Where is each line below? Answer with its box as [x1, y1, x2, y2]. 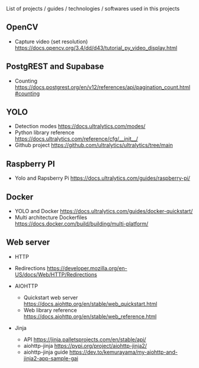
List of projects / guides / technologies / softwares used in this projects [6, 5, 180, 12]
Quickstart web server [23, 294, 78, 301]
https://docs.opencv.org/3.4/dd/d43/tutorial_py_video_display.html [14, 44, 178, 51]
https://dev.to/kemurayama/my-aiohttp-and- [69, 348, 178, 356]
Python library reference [14, 129, 75, 136]
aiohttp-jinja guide [23, 348, 68, 356]
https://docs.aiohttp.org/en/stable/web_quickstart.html [23, 300, 158, 307]
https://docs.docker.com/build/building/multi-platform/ [14, 220, 149, 227]
